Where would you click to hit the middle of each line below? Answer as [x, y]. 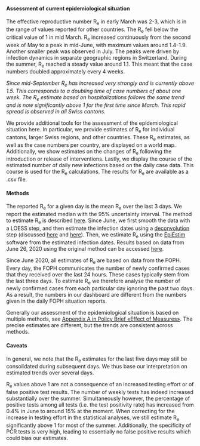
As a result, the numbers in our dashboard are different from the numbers [96, 295]
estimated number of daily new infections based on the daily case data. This [100, 165]
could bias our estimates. [37, 438]
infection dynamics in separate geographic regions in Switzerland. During [96, 57]
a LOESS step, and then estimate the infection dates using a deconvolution [98, 228]
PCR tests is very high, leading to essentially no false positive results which [99, 431]
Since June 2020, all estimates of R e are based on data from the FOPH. [94, 261]
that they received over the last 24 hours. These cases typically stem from [98, 274]
